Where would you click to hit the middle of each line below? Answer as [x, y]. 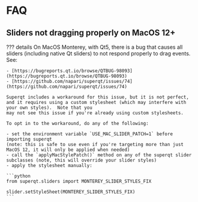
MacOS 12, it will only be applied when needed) [68, 150]
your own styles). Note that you [49, 108]
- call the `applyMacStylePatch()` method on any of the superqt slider [99, 155]
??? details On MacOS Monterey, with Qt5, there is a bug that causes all [94, 47]
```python [19, 176]
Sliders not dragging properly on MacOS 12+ [91, 33]
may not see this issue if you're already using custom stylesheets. [95, 113]
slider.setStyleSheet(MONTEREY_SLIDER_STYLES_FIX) [71, 192]
